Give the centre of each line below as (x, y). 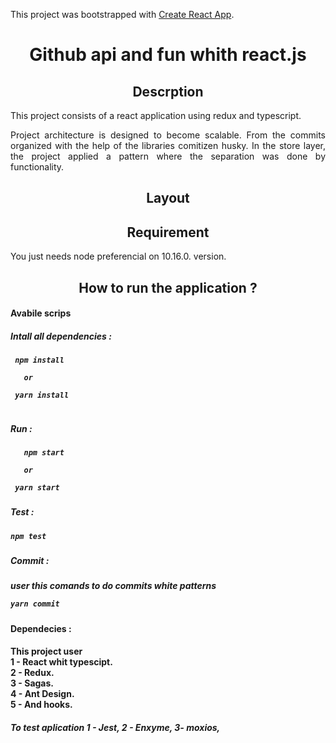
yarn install (42, 395)
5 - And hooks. (41, 705)
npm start (44, 452)
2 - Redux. (32, 673)
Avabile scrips (41, 313)
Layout (168, 198)
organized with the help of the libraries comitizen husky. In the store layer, (168, 145)
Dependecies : (41, 628)
